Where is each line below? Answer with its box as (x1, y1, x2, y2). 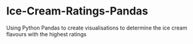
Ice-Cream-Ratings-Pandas (6, 4, 148, 18)
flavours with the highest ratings (6, 30, 87, 37)
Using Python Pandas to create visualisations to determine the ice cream (6, 24, 188, 31)
